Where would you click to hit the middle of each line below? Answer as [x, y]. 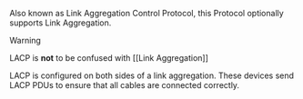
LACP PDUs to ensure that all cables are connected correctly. [124, 85]
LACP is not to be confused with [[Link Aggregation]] [109, 58]
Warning [25, 40]
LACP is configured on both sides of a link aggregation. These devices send [151, 75]
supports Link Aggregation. [61, 23]
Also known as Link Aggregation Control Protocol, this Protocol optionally [146, 13]
